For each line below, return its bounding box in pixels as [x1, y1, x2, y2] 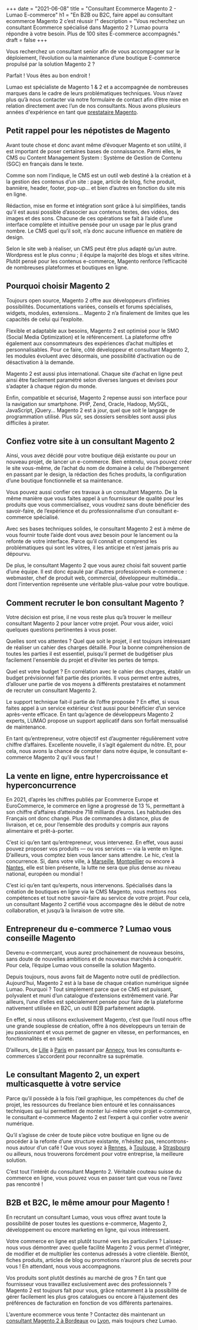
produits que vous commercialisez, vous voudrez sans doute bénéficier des [6, 501, 190, 508]
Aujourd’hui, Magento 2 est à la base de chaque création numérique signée [6, 979, 189, 986]
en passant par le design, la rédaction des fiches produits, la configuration [6, 471, 187, 478]
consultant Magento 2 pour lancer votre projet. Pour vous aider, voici [6, 620, 173, 627]
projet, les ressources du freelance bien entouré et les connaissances [6, 1101, 176, 1108]
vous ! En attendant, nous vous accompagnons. [6, 1263, 122, 1270]
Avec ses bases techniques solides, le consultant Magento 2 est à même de [6, 525, 190, 532]
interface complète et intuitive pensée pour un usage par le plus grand [6, 221, 177, 228]
